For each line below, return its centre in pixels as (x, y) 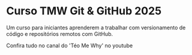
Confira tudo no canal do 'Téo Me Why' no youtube (70, 45)
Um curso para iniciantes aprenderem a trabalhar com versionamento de (96, 27)
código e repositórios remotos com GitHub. (59, 33)
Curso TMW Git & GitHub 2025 (84, 11)
